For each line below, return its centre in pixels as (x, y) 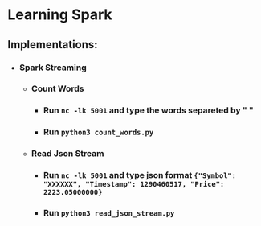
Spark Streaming (53, 68)
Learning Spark (60, 15)
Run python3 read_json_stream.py (109, 213)
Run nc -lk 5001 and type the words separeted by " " (148, 110)
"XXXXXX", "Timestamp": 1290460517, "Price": (134, 184)
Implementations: (53, 45)
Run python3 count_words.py (98, 132)
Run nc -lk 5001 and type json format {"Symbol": (140, 175)
